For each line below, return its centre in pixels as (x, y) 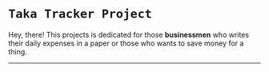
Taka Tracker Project (80, 14)
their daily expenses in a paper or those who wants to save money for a (126, 43)
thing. (18, 51)
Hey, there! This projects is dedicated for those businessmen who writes (129, 34)
